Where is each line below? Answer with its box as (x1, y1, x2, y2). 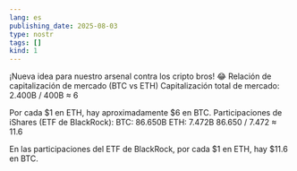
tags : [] (9, 38, 42, 47)
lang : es (9, 13, 42, 22)
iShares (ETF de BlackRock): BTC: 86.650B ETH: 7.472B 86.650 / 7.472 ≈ (9, 117, 277, 128)
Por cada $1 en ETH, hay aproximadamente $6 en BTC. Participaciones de (9, 107, 283, 118)
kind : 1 (9, 47, 38, 56)
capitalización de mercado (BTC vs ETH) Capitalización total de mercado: (9, 81, 280, 91)
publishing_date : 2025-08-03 (9, 21, 118, 30)
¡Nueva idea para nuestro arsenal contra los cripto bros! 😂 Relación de (9, 71, 272, 81)
